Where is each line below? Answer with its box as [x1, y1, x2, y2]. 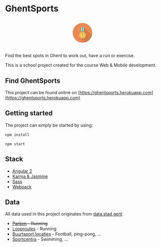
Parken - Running [12, 220, 48, 227]
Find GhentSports [5, 76, 60, 85]
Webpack [12, 183, 32, 190]
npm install [5, 132, 29, 137]
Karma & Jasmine [12, 173, 48, 179]
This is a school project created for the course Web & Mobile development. [5, 62, 157, 68]
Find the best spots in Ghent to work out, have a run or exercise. [5, 53, 135, 59]
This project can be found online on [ [5, 90, 80, 95]
